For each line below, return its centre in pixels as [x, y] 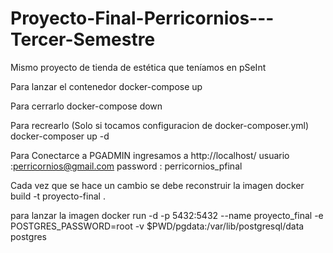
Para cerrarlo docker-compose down [86, 106]
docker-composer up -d [60, 136]
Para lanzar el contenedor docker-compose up [106, 86]
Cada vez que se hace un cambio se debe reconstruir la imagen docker [157, 185]
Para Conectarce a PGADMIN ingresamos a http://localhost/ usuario [150, 155]
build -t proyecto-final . [58, 196]
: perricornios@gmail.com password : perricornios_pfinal [126, 166]
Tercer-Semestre [83, 39]
